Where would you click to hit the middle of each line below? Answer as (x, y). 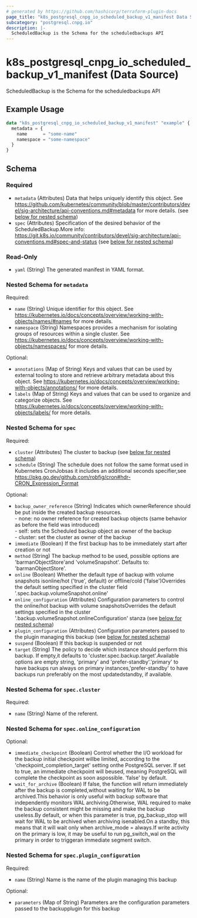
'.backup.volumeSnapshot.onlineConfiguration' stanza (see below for (98, 618)
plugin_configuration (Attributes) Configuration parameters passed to (100, 631)
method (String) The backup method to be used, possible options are (97, 555)
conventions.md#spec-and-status (56, 242)
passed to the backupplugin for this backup (67, 908)
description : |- (26, 28)
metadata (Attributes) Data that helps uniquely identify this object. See (99, 198)
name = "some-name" (47, 134)
